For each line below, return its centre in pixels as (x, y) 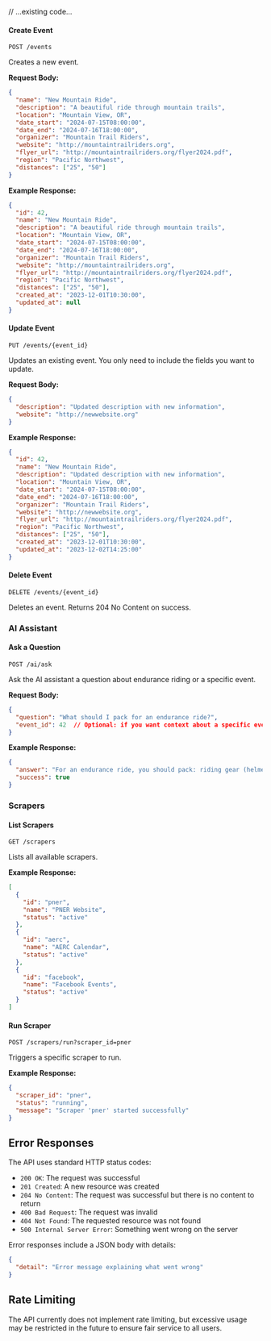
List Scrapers (31, 825)
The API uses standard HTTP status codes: (80, 1162)
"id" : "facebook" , (54, 977)
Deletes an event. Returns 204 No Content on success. (100, 607)
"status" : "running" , (52, 1103)
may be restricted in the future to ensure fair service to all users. (115, 1328)
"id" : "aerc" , (46, 940)
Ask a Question (35, 648)
